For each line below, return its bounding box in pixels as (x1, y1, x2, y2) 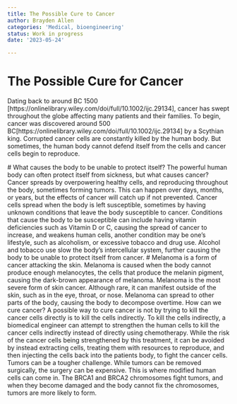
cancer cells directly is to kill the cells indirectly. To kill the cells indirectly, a (7, 313, 226, 322)
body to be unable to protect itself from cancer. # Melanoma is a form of (7, 253, 217, 262)
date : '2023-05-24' (7, 37, 65, 44)
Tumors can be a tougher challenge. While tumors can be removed (7, 359, 202, 367)
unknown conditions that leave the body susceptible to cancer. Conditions (7, 208, 223, 217)
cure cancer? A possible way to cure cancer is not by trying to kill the (7, 306, 209, 315)
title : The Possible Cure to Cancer (7, 10, 115, 18)
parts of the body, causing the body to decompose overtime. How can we (7, 299, 222, 307)
